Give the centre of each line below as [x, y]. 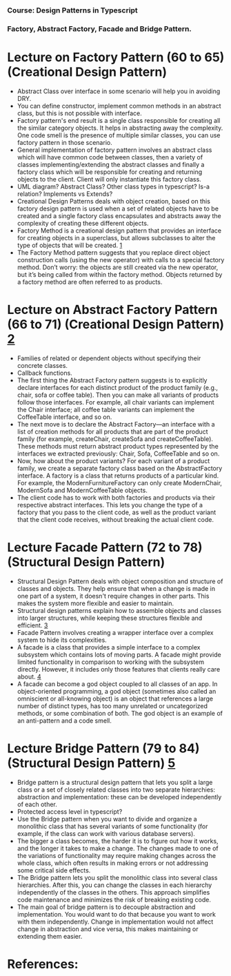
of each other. [37, 804]
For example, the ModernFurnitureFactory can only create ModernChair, [120, 482]
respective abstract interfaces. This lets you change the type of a [110, 505]
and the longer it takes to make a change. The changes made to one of [118, 848]
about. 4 [29, 676]
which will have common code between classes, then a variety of [110, 157]
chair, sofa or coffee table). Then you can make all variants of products [118, 395]
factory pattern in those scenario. [64, 142]
